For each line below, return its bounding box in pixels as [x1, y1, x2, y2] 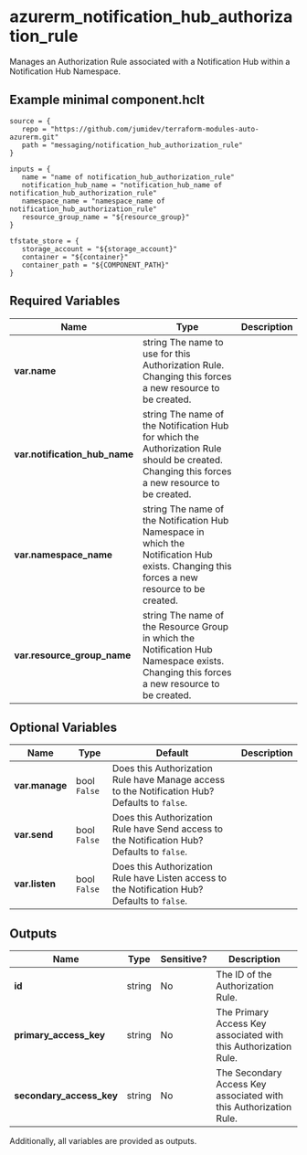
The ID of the [216, 969, 272, 981]
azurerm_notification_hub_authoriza [9, 6, 293, 27]
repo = [21, 124, 48, 133]
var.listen [14, 877, 57, 890]
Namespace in [142, 525, 205, 538]
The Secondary [216, 1066, 282, 1079]
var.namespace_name [14, 548, 112, 561]
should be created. [142, 453, 224, 466]
